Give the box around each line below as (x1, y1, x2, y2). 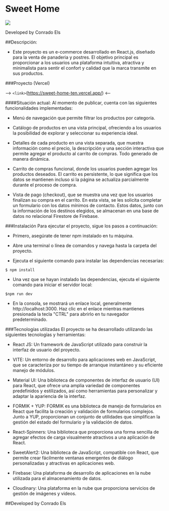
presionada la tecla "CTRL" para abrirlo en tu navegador (12, 311, 129, 317)
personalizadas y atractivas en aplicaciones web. (12, 460, 115, 466)
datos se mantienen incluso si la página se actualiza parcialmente (12, 176, 149, 182)
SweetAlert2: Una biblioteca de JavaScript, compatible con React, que (12, 449, 159, 455)
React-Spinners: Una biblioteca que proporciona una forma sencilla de (12, 429, 159, 435)
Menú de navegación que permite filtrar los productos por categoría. (12, 115, 155, 121)
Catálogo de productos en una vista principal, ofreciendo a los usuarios (12, 124, 161, 130)
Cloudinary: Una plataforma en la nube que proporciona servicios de (12, 485, 155, 491)
